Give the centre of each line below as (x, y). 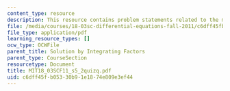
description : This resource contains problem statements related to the (113, 20)
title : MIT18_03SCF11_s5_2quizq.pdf (59, 70)
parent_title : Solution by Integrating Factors (76, 52)
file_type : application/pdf (47, 32)
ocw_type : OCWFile (33, 45)
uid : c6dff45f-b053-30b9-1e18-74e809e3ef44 (70, 77)
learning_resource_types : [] (49, 39)
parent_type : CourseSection (47, 58)
